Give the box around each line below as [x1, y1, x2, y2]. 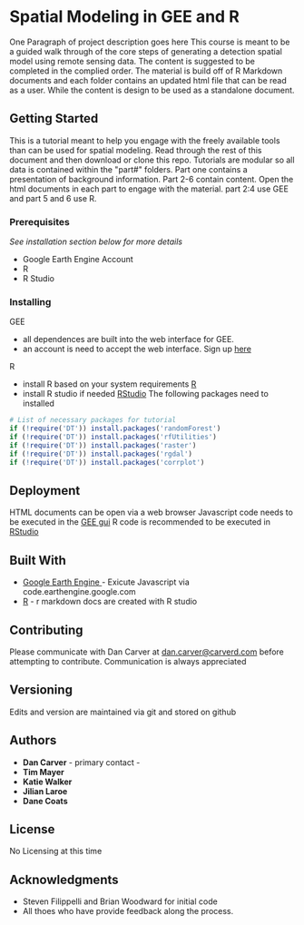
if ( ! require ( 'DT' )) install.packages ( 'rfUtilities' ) [9, 433, 218, 442]
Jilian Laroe [22, 785, 68, 796]
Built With [9, 552, 66, 568]
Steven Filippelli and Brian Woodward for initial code [22, 896, 218, 907]
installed [22, 398, 54, 409]
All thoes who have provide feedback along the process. [22, 906, 234, 917]
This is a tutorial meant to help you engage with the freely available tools [9, 134, 280, 146]
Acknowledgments [9, 871, 120, 887]
